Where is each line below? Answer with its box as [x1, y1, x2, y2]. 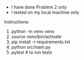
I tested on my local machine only [11, 9, 80, 15]
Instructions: [4, 19, 29, 25]
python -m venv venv [11, 29, 55, 34]
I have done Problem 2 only [11, 4, 67, 10]
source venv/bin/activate [11, 34, 62, 39]
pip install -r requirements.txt [11, 39, 70, 45]
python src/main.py [11, 44, 51, 50]
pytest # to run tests [11, 49, 52, 55]
